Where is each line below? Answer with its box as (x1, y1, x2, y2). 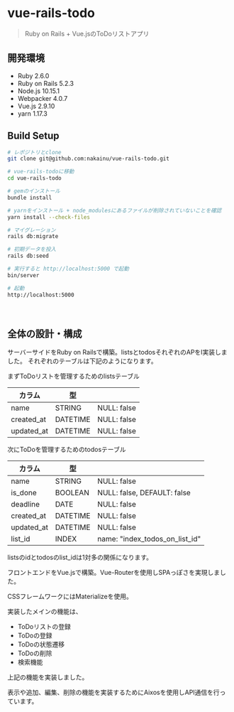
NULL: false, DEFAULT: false (97, 488, 191, 498)
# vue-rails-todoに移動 (7, 168, 74, 176)
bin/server (7, 271, 40, 279)
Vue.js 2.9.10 (17, 102, 55, 110)
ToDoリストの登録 (17, 622, 71, 631)
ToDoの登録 (17, 631, 52, 640)
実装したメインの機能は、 (7, 608, 82, 616)
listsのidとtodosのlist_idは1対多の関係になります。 (7, 553, 153, 562)
